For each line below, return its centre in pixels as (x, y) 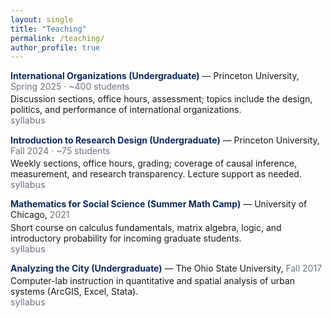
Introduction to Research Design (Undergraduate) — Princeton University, (165, 140)
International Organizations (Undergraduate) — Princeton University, (155, 76)
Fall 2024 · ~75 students (60, 150)
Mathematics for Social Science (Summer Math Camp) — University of (159, 204)
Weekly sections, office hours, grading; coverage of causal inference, (154, 163)
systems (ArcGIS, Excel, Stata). (74, 292)
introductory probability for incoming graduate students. (126, 238)
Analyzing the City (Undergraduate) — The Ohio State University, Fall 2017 (166, 268)
